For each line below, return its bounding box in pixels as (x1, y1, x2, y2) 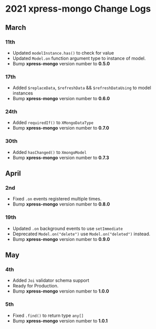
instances (12, 90, 33, 96)
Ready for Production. (12, 283, 59, 289)
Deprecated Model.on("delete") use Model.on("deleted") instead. (12, 231, 150, 237)
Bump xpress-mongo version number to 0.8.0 (12, 201, 110, 208)
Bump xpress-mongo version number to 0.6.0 (12, 96, 110, 102)
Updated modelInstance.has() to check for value (12, 50, 114, 56)
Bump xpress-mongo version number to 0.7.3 (12, 154, 109, 160)
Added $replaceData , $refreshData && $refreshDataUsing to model (12, 85, 151, 91)
